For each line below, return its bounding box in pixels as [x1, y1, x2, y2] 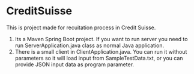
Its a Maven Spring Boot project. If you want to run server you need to [14, 35, 188, 42]
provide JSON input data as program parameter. [14, 61, 134, 68]
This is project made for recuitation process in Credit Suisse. [6, 24, 156, 31]
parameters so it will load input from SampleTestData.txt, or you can [14, 54, 183, 61]
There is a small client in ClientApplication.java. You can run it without [14, 48, 187, 55]
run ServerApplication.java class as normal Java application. [14, 42, 165, 49]
